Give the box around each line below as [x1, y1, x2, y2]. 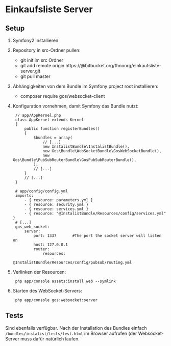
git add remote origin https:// [20, 63, 81, 68]
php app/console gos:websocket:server [15, 298, 98, 303]
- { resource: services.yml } [24, 206, 89, 211]
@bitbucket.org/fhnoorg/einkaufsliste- [81, 63, 162, 68]
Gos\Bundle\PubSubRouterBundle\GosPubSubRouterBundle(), [12, 157, 137, 163]
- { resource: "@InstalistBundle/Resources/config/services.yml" [24, 211, 166, 216]
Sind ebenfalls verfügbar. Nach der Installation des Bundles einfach [5, 325, 147, 331]
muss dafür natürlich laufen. [20, 335, 80, 342]
